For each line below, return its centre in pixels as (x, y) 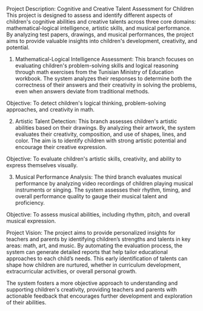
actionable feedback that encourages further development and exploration (99, 296)
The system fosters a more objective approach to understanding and (92, 283)
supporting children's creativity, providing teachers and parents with (92, 289)
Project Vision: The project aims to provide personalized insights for (91, 232)
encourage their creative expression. (61, 147)
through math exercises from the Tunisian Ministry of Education (94, 72)
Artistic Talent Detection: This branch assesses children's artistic (96, 121)
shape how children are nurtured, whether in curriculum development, (94, 265)
